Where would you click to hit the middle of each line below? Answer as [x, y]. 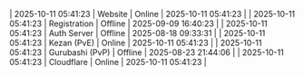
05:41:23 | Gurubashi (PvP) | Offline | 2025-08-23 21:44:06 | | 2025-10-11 [147, 52]
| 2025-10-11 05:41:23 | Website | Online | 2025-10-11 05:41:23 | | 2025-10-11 [152, 14]
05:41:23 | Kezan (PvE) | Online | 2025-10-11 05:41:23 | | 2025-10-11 [136, 43]
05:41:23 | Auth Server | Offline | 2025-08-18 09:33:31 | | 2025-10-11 [137, 33]
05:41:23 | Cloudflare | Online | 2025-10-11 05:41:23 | [108, 62]
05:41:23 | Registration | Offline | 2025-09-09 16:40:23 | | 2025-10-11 [138, 24]
